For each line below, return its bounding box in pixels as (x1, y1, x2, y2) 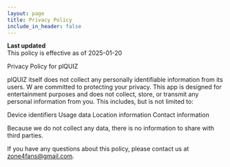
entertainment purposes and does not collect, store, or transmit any (7, 90, 199, 98)
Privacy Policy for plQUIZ (7, 63, 79, 71)
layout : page (7, 10, 45, 17)
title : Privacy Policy (7, 16, 72, 23)
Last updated (7, 42, 46, 50)
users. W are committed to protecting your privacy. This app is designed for (7, 83, 222, 91)
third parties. (7, 131, 43, 140)
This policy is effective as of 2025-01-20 (7, 49, 123, 57)
